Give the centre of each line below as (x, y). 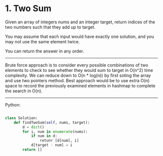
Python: (13, 104)
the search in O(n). (24, 91)
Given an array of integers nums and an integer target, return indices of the (80, 22)
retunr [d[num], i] (59, 141)
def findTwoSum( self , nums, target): (52, 122)
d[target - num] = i (52, 145)
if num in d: (44, 136)
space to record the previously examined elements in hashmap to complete (80, 86)
